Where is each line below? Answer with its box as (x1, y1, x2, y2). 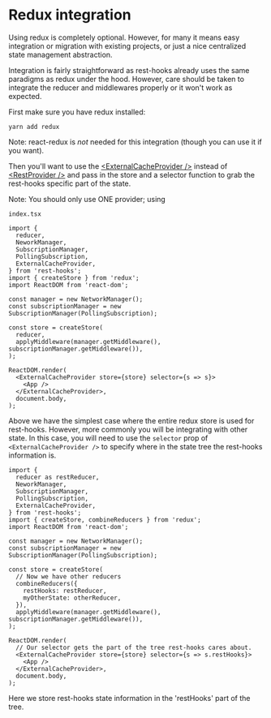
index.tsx (8, 209, 42, 218)
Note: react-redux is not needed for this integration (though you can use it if (8, 136, 262, 147)
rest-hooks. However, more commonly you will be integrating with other (8, 424, 248, 434)
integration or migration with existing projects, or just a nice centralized (8, 41, 247, 50)
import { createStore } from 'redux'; (8, 273, 140, 282)
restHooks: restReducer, (23, 587, 107, 595)
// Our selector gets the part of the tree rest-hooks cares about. (15, 643, 252, 651)
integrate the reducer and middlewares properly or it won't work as (8, 83, 233, 92)
